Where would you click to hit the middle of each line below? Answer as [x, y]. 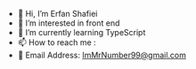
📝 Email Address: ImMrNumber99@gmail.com [102, 55]
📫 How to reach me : [57, 42]
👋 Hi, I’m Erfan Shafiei [57, 14]
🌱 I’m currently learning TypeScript [82, 32]
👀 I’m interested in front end [69, 23]
